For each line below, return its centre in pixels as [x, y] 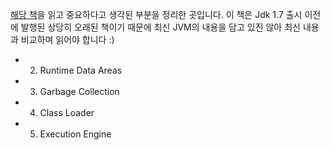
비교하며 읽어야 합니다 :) [67, 39]
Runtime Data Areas [81, 70]
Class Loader [67, 112]
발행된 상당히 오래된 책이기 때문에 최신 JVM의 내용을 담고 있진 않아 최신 [160, 27]
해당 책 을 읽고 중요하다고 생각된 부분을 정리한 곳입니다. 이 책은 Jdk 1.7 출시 [156, 14]
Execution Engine [75, 134]
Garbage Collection [79, 91]
